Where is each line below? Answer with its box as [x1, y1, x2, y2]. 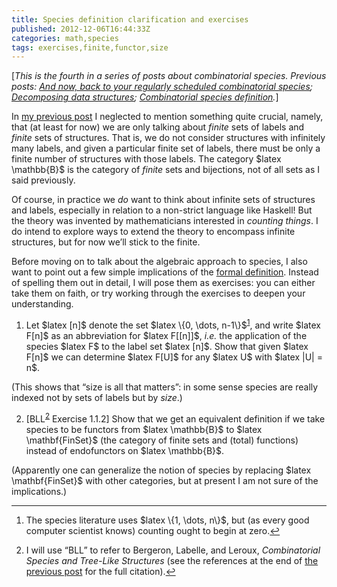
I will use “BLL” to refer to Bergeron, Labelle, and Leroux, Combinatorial [25, 544, 321, 556]
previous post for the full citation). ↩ [25, 565, 176, 577]
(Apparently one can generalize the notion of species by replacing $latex [11, 464, 312, 476]
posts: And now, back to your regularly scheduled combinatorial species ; [11, 81, 314, 93]
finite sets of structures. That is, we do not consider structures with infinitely [11, 132, 326, 144]
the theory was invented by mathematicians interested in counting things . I [11, 215, 319, 227]
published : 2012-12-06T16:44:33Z [11, 24, 151, 34]
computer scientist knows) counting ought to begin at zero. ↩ [25, 524, 281, 536]
